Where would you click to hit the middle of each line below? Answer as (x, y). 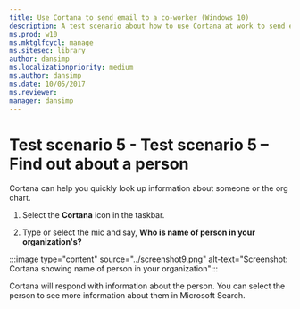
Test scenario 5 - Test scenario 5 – (139, 145)
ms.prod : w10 (33, 34)
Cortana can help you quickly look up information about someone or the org (149, 188)
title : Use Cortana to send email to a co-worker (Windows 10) (129, 17)
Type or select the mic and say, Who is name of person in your (139, 232)
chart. (20, 198)
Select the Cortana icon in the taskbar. (93, 215)
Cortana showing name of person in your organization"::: (114, 269)
